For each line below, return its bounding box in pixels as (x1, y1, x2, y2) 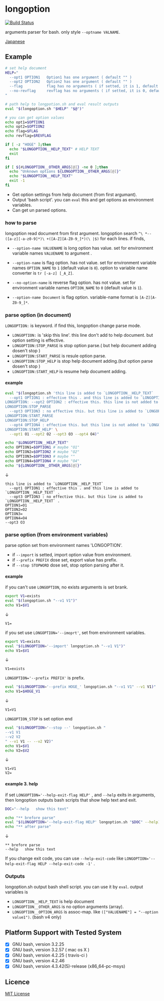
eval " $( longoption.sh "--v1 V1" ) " (5, 598, 78, 603)
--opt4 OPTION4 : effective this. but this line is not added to (9, 422, 145, 427)
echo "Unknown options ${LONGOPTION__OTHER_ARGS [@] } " (9, 169, 121, 174)
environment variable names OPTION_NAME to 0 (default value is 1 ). (12, 285, 143, 291)
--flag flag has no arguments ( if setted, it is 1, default (9, 84, 159, 89)
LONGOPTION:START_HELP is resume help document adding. (12, 369, 127, 374)
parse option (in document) (5, 312, 72, 319)
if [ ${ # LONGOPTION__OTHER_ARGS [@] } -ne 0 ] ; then (5, 165, 108, 170)
